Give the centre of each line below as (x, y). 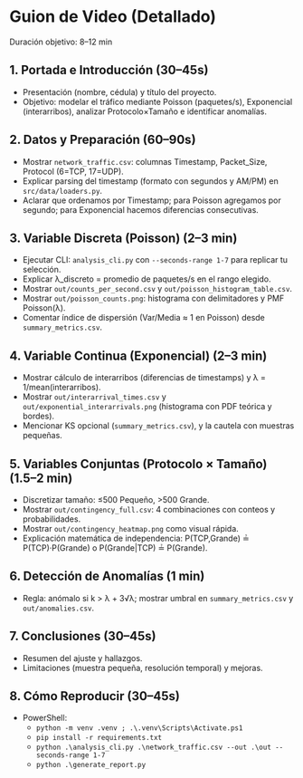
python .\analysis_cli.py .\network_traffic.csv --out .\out (153, 748)
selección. (42, 270)
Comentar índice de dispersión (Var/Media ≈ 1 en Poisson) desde (143, 318)
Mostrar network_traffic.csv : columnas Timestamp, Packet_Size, (145, 161)
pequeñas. (43, 436)
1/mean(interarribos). (62, 388)
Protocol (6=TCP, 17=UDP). (73, 171)
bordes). (38, 416)
